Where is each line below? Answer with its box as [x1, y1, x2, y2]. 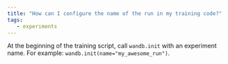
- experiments [16, 23, 58, 30]
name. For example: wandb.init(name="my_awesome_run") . [7, 49, 170, 57]
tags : [7, 17, 23, 23]
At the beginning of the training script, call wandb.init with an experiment [7, 42, 217, 50]
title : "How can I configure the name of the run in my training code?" [7, 10, 222, 17]
